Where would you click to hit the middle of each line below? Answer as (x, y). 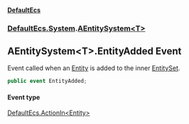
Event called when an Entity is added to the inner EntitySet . (94, 68)
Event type (24, 97)
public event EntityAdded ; (47, 81)
